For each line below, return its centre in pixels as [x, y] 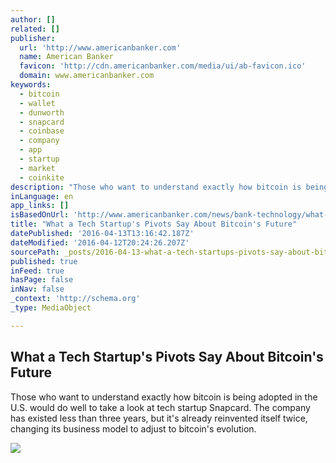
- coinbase [42, 131]
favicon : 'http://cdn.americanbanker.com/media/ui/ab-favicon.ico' [163, 66]
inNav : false [37, 289]
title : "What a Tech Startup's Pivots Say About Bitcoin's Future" [154, 224]
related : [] [35, 29]
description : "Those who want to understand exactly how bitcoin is [156, 187]
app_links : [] [40, 206]
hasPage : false [42, 280]
